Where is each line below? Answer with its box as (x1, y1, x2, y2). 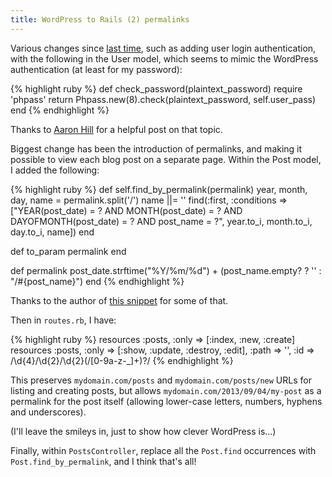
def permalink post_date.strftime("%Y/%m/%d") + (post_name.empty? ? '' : (10, 264, 322, 276)
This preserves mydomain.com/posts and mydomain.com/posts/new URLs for (10, 374, 312, 386)
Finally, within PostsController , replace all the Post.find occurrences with (10, 444, 317, 456)
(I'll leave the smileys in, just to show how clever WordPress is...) (10, 425, 277, 437)
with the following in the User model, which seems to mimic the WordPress (10, 52, 319, 65)
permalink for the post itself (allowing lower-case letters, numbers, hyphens (10, 395, 323, 407)
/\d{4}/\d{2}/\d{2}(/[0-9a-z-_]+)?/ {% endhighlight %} (10, 354, 234, 366)
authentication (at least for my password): (10, 63, 183, 75)
